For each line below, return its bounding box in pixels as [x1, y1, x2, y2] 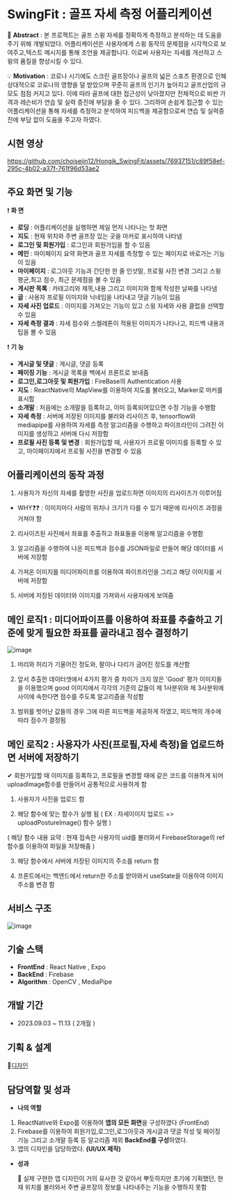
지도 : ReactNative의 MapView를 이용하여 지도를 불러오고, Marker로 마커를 [17, 385, 223, 394]
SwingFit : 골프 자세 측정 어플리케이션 [7, 6, 212, 22]
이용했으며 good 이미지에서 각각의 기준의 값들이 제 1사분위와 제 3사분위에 [24, 684, 224, 692]
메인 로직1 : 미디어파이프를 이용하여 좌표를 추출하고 [7, 613, 212, 625]
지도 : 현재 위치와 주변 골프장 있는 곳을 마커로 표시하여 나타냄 [17, 232, 183, 240]
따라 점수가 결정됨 [17, 716, 66, 724]
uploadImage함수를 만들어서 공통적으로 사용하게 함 [7, 780, 147, 788]
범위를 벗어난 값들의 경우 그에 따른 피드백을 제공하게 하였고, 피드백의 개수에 [17, 707, 222, 716]
